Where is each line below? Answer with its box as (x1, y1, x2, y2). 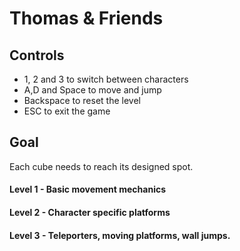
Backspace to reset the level (23, 95, 141, 106)
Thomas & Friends (9, 7, 164, 30)
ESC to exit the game (23, 105, 111, 117)
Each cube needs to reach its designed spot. (9, 160, 194, 172)
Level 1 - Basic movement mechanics (9, 183, 167, 196)
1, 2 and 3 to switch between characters (23, 73, 189, 85)
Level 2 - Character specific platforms (9, 207, 171, 218)
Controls (9, 47, 65, 64)
